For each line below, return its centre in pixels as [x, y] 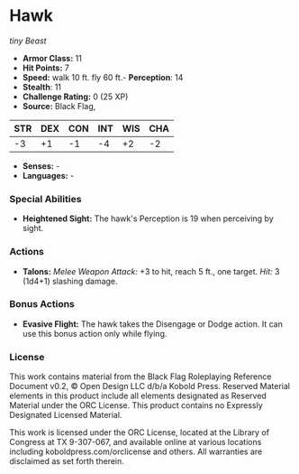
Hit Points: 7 [45, 68]
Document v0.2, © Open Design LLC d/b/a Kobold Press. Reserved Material [150, 386]
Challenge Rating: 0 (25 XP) [75, 97]
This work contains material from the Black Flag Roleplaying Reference [140, 376]
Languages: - [48, 175]
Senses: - [41, 166]
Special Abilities [45, 199]
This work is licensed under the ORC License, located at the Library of [140, 432]
